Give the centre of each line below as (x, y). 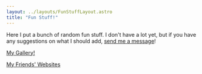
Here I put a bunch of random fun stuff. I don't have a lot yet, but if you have (101, 34)
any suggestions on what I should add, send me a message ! (81, 41)
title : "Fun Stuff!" (32, 17)
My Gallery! (21, 52)
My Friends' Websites (33, 64)
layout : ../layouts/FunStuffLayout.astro (59, 12)
